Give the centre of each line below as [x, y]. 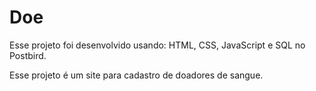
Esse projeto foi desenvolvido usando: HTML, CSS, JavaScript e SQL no [157, 45]
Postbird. [28, 55]
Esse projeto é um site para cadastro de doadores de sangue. [136, 75]
